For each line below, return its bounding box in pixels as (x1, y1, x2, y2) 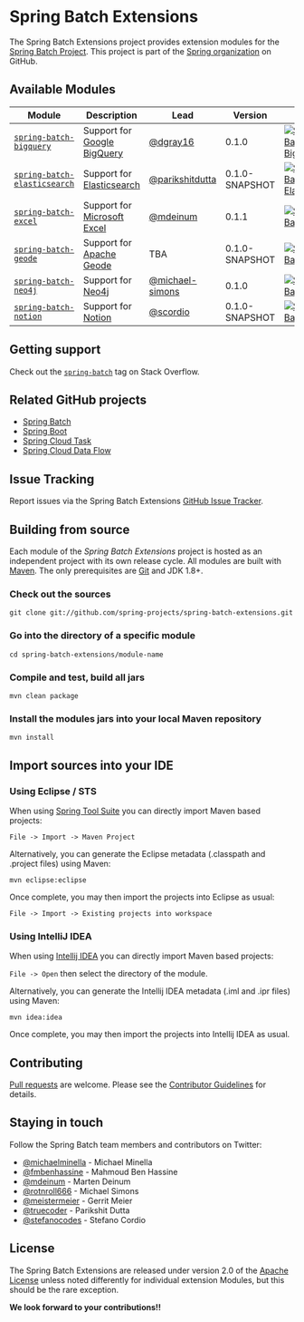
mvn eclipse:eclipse (9, 875, 88, 885)
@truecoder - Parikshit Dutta (22, 1204, 130, 1216)
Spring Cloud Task (22, 435, 92, 446)
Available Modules (9, 82, 116, 97)
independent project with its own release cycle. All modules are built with (9, 556, 282, 566)
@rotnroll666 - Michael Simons (22, 1185, 139, 1196)
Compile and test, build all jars (9, 671, 145, 684)
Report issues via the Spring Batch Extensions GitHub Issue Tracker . (9, 496, 264, 507)
